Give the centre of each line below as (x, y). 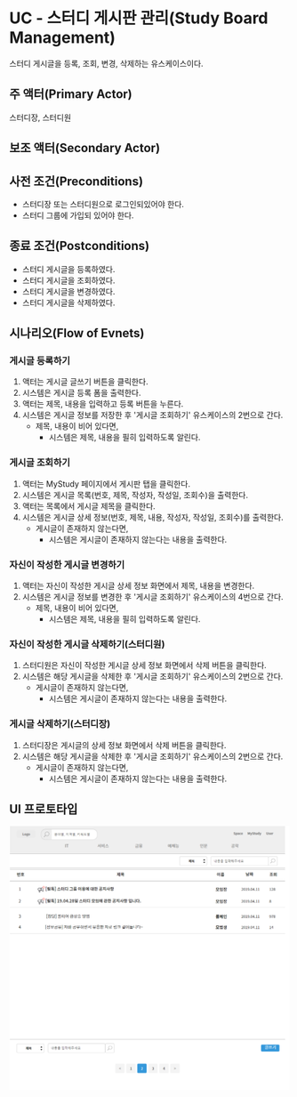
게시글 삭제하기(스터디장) (60, 724)
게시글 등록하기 (40, 361)
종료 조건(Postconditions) (79, 246)
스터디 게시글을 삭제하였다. (68, 302)
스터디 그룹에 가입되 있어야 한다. (78, 215)
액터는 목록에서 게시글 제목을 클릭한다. (88, 506)
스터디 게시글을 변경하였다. (68, 291)
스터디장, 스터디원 (40, 117)
